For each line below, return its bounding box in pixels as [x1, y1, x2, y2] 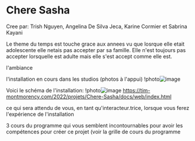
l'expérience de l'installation [6, 111, 75, 118]
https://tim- [123, 87, 151, 94]
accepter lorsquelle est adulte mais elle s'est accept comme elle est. [6, 53, 173, 60]
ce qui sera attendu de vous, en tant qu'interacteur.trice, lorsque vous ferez [6, 104, 190, 111]
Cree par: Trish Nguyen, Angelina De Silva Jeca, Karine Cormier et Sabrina [6, 23, 187, 30]
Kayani [6, 29, 23, 36]
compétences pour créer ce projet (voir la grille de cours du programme [6, 128, 181, 135]
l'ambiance [6, 64, 33, 71]
